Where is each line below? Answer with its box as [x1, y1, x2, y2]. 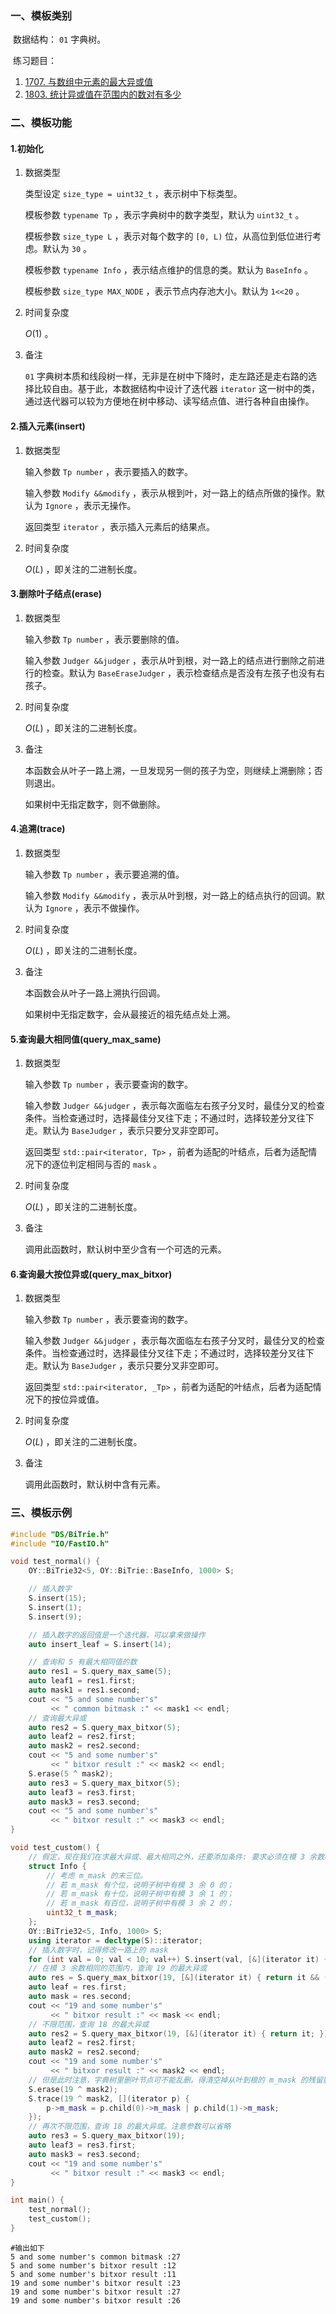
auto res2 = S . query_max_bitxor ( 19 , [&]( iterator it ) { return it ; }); [28, 2028, 333, 2039]
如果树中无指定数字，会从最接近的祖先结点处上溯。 [24, 1008, 236, 1021]
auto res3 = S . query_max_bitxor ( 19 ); [28, 2131, 186, 2141]
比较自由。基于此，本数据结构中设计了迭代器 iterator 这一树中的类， [33, 383, 320, 395]
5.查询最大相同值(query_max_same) [10, 1033, 162, 1045]
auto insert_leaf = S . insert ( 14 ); [28, 1639, 172, 1649]
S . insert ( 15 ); [28, 1593, 87, 1604]
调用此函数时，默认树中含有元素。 [24, 1478, 166, 1491]
